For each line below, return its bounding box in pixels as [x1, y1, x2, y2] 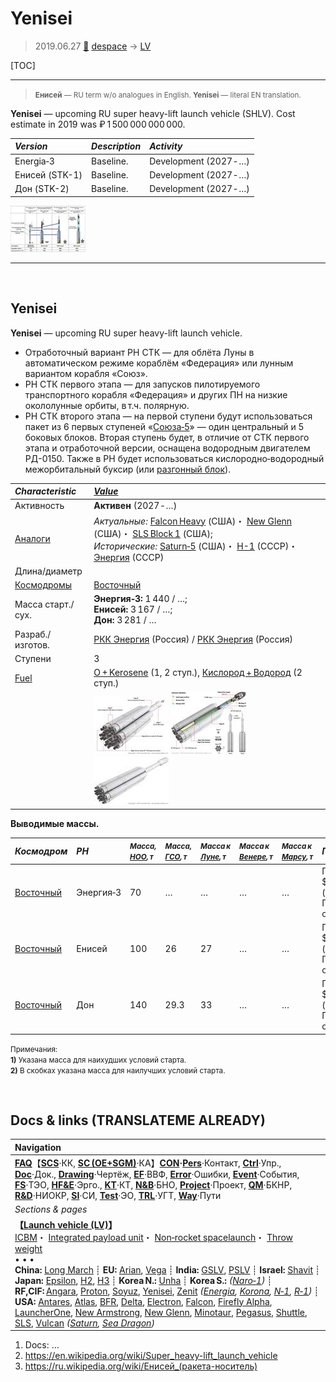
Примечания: [10, 1044, 58, 1054]
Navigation [14, 1141, 62, 1153]
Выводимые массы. [10, 817, 100, 829]
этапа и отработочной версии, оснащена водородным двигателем [24, 442, 311, 454]
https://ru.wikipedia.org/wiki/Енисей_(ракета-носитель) [24, 1360, 258, 1372]
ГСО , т [164, 852, 188, 862]
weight [14, 1242, 43, 1254]
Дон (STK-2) [14, 183, 70, 195]
